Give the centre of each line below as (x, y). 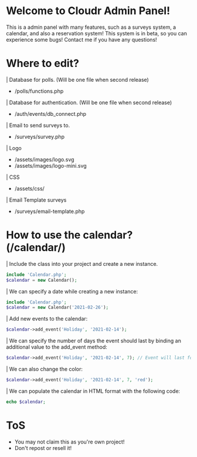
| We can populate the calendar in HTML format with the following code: (93, 391)
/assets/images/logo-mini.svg (50, 165)
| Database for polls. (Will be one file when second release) (78, 79)
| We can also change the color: (45, 369)
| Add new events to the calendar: (47, 319)
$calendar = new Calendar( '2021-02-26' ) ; (57, 308)
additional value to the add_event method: (57, 347)
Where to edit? (43, 64)
